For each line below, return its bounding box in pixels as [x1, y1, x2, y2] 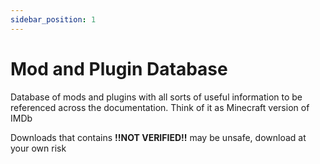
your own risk [10, 142, 67, 154]
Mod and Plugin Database [10, 57, 228, 80]
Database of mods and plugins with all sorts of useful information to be [10, 91, 303, 103]
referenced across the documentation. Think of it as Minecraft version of [10, 101, 310, 113]
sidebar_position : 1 [10, 14, 97, 25]
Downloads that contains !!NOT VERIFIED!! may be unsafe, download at [10, 131, 307, 143]
